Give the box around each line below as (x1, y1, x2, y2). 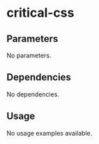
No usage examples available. (6, 129, 93, 137)
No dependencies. (6, 89, 60, 99)
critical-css (6, 5, 75, 21)
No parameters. (6, 51, 52, 59)
